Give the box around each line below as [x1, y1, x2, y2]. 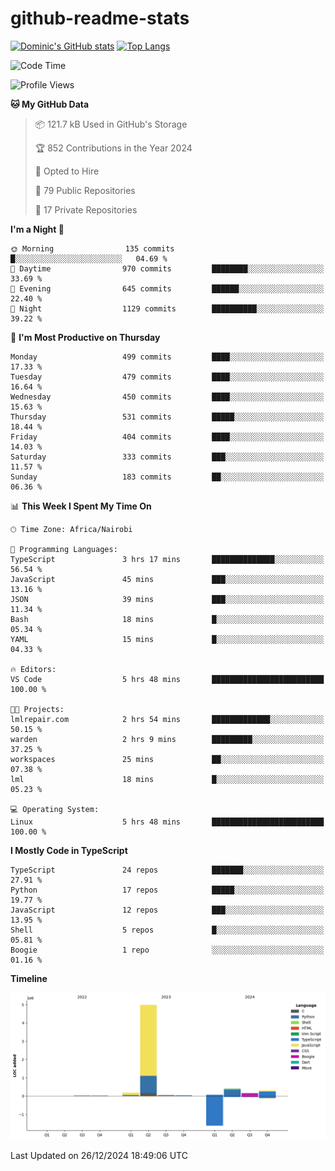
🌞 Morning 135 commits [10, 243, 175, 254]
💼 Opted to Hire [34, 165, 100, 177]
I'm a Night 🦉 [10, 223, 65, 235]
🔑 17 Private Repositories [34, 203, 138, 216]
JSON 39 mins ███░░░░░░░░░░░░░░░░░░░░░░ [10, 594, 325, 604]
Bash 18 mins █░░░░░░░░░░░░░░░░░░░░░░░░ [10, 614, 325, 624]
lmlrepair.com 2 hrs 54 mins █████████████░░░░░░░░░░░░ [10, 714, 325, 724]
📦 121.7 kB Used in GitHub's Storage [34, 118, 188, 130]
